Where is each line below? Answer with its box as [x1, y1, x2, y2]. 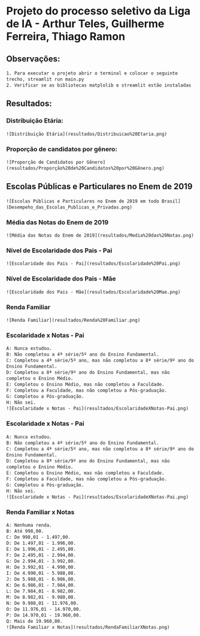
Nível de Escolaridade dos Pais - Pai [6, 246, 113, 255]
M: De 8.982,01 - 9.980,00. [6, 594, 77, 600]
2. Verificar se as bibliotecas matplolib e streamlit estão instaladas [6, 82, 192, 88]
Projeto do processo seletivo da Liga [6, 4, 190, 18]
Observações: [6, 53, 60, 64]
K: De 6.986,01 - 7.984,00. [6, 582, 77, 588]
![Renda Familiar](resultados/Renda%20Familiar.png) [6, 317, 141, 323]
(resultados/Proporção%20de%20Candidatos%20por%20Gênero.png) [6, 165, 165, 171]
